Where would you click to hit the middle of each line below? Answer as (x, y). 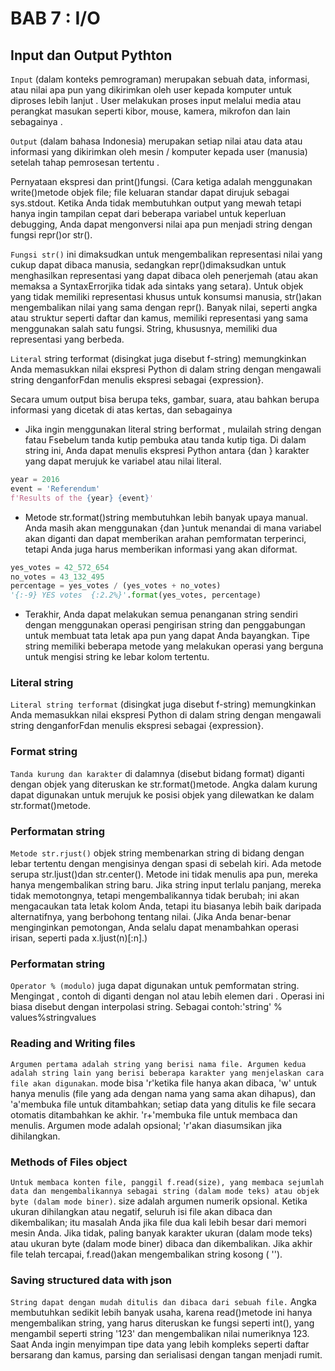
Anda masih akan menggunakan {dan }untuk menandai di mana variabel (173, 528)
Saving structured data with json (91, 1280)
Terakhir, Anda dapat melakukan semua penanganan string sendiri (161, 614)
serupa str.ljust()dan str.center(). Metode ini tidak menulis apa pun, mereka (164, 874)
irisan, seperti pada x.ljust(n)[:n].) (79, 938)
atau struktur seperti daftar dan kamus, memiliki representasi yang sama (159, 318)
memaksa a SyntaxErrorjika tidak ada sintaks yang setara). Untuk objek (157, 286)
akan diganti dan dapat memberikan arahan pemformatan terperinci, (165, 538)
